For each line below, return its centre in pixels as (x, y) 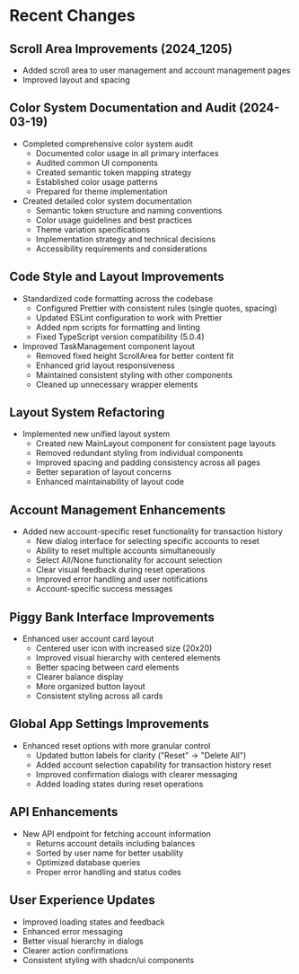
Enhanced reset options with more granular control (116, 745)
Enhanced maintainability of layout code (110, 482)
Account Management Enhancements (118, 509)
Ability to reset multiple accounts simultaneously (125, 551)
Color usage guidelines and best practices (114, 220)
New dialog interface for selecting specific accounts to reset (148, 541)
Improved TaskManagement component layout (109, 346)
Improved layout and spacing (76, 80)
